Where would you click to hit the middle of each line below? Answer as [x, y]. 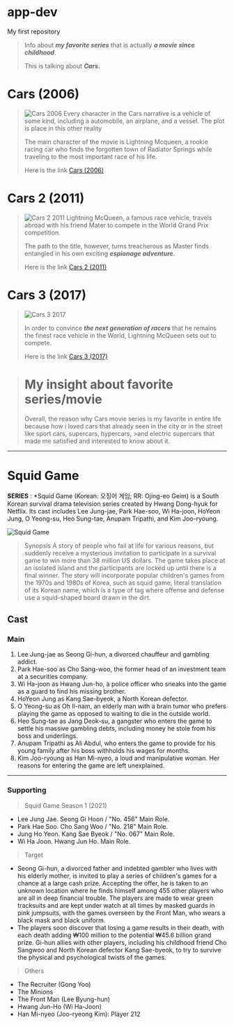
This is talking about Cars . [62, 66]
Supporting [27, 791]
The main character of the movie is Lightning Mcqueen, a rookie [116, 142]
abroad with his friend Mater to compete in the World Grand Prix [116, 225]
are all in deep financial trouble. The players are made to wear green [115, 898]
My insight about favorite [99, 384]
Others [34, 971]
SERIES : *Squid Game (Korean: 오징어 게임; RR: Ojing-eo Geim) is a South [113, 495]
